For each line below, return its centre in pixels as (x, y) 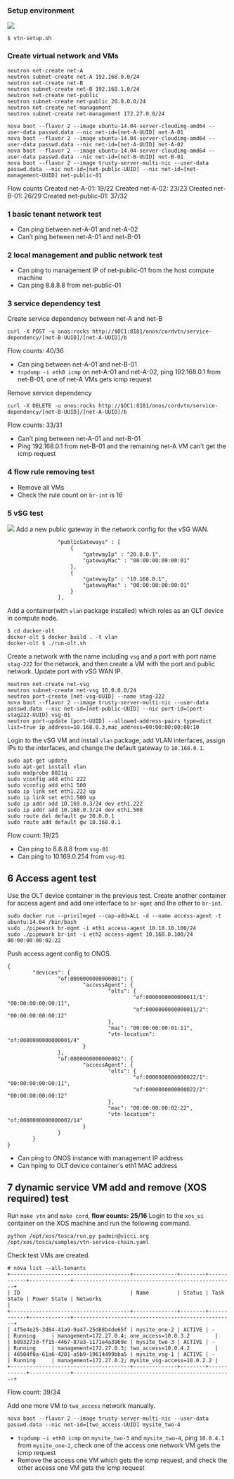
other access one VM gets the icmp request (81, 1467)
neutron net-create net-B (45, 83)
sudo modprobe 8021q (38, 773)
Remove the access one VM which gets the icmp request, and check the (122, 1460)
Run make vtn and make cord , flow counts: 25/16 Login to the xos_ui (106, 1215)
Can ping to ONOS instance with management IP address (100, 1158)
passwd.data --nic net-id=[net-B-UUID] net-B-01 (111, 157)
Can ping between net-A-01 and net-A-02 (78, 229)
